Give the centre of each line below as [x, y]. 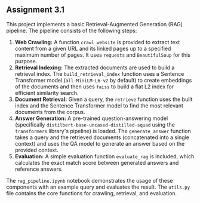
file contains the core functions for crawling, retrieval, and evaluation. [92, 193]
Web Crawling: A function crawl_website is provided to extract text [97, 42]
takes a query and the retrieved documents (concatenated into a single [102, 137]
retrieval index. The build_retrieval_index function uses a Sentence [99, 73]
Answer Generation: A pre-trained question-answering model [91, 118]
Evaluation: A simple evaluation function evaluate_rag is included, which [104, 156]
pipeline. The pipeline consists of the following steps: [72, 30]
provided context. [36, 150]
